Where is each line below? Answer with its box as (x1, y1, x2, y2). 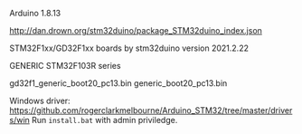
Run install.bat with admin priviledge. (31, 115, 178, 125)
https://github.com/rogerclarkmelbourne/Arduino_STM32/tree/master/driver (9, 105, 293, 116)
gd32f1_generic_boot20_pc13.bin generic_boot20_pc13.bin (9, 78, 228, 89)
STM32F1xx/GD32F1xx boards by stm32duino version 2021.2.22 (9, 43, 249, 53)
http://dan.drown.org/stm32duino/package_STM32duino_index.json (9, 25, 262, 35)
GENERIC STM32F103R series (9, 61, 121, 71)
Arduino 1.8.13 (9, 8, 61, 18)
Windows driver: (9, 95, 71, 106)
